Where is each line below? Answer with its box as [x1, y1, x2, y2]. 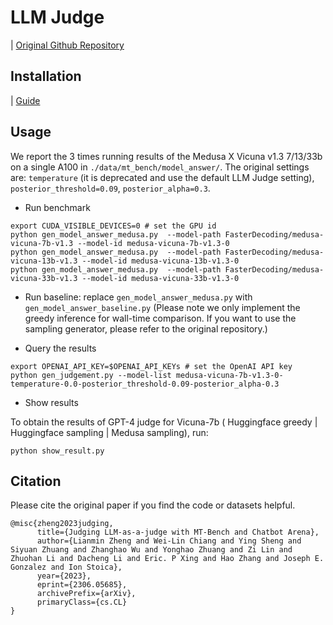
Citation [10, 472, 62, 490]
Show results [24, 396, 79, 408]
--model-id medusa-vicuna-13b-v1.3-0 [81, 256, 240, 266]
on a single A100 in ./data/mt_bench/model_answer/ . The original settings [10, 161, 310, 173]
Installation [10, 68, 82, 85]
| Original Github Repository [10, 39, 125, 51]
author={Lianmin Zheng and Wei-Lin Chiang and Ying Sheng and [36, 536, 302, 546]
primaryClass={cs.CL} [36, 597, 128, 608]
